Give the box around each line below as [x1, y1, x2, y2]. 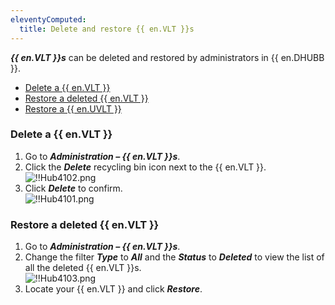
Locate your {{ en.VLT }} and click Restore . [24, 283, 203, 295]
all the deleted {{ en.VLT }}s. [24, 262, 142, 274]
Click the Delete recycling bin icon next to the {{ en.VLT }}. [24, 161, 267, 173]
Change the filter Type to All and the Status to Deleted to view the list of [24, 251, 325, 263]
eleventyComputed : [10, 14, 87, 25]
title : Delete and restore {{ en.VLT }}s [19, 24, 195, 34]
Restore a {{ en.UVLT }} [24, 102, 122, 115]
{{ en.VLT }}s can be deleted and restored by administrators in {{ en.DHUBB [10, 51, 325, 63]
